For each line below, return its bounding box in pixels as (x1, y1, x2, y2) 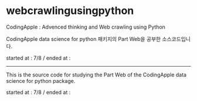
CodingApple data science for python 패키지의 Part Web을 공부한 (6, 35, 161, 42)
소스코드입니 (162, 35, 191, 42)
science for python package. (6, 77, 76, 84)
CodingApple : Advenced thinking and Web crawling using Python (6, 23, 166, 30)
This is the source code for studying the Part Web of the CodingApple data (6, 71, 186, 78)
